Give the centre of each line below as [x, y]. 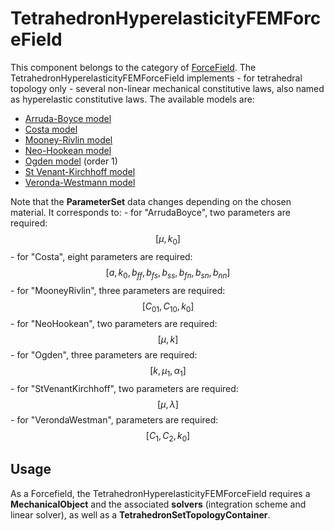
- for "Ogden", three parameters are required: [104, 355]
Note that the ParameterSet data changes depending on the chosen [151, 201]
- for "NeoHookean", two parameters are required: [114, 324]
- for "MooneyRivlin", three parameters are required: [118, 290]
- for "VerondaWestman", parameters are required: [114, 420]
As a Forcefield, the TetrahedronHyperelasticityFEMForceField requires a [160, 493]
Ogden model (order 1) [71, 161]
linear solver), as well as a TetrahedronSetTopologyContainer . [140, 514]
